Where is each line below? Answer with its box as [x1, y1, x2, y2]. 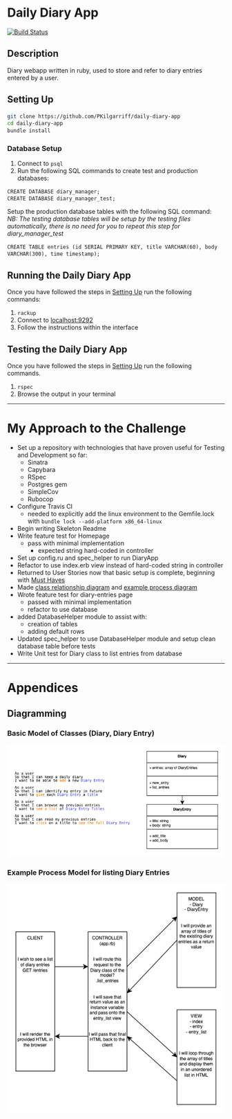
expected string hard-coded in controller [37, 547, 154, 555]
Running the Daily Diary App [7, 269, 131, 281]
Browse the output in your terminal [17, 390, 116, 399]
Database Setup [7, 144, 62, 154]
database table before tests [17, 642, 96, 651]
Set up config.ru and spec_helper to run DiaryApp [17, 554, 159, 562]
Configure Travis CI [17, 502, 73, 511]
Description [7, 48, 59, 60]
